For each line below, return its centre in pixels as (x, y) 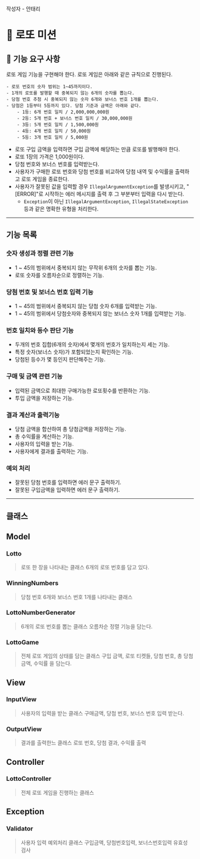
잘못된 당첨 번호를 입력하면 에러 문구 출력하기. (68, 482)
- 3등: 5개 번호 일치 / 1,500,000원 (58, 125)
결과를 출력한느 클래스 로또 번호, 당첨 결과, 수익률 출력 (83, 743)
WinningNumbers (32, 583)
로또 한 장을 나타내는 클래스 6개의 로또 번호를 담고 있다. (85, 568)
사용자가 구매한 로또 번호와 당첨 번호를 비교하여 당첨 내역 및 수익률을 (94, 171)
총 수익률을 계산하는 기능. (44, 436)
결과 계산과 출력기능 (33, 415)
